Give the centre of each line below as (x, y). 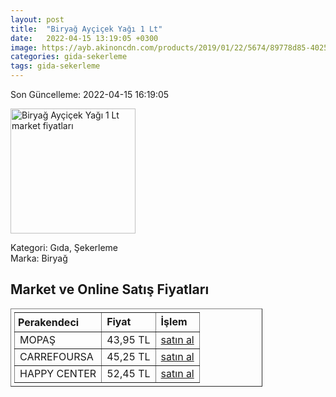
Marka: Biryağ (39, 258)
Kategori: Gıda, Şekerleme (64, 247)
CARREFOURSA (56, 356)
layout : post (37, 19)
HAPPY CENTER (58, 373)
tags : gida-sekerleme (55, 66)
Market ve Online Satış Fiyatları (110, 289)
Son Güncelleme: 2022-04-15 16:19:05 (90, 94)
